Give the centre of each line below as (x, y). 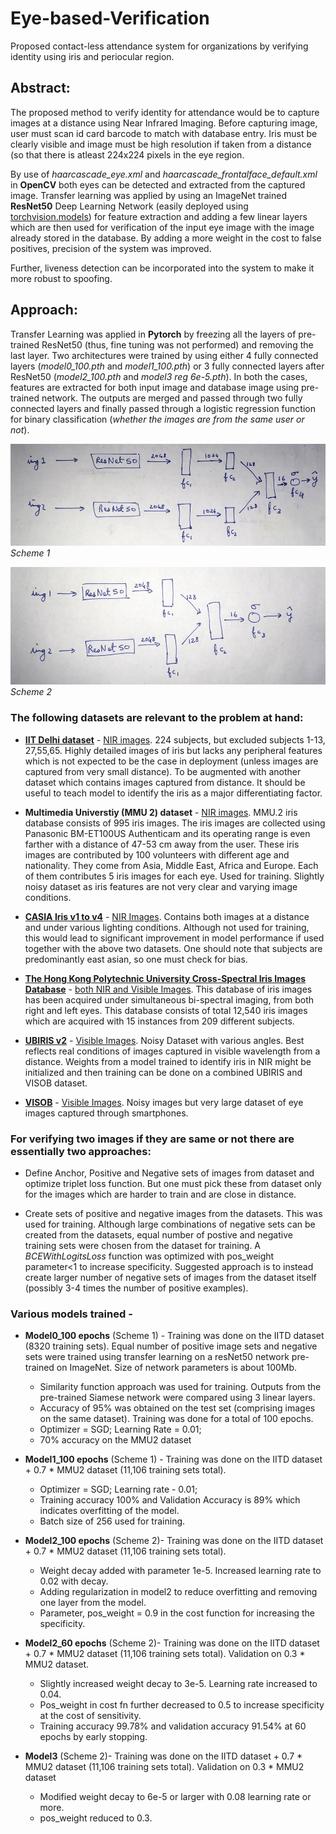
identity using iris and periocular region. (92, 56)
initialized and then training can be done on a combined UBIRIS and (163, 1072)
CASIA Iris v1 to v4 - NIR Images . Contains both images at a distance (167, 916)
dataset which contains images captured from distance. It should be (165, 782)
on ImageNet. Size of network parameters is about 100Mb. (177, 1368)
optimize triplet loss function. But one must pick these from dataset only (173, 1183)
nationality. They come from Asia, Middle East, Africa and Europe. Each (171, 865)
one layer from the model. (93, 1603)
